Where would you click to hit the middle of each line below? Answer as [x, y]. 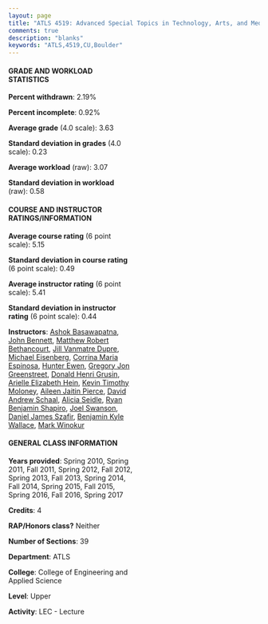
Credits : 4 [25, 510]
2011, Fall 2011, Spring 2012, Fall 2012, [71, 469]
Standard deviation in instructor [62, 307]
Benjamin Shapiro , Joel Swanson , [63, 408]
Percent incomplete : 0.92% [55, 113]
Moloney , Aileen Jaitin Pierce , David [67, 391]
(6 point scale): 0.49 [41, 268]
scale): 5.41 [27, 292]
